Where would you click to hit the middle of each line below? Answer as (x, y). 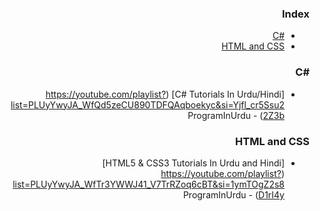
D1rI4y (271, 194)
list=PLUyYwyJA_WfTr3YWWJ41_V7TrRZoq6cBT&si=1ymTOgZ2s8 (148, 184)
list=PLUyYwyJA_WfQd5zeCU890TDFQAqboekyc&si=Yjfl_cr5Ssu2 (147, 104)
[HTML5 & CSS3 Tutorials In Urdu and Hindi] (193, 163)
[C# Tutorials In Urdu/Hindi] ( (225, 94)
